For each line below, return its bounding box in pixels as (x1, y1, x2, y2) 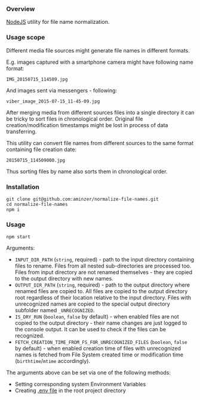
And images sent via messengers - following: (6, 87, 118, 94)
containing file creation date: (6, 146, 76, 153)
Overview (6, 5, 35, 13)
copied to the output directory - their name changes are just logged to (14, 319, 187, 327)
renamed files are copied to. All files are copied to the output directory (14, 288, 188, 295)
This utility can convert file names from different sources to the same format (6, 139, 194, 146)
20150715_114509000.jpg (6, 157, 66, 163)
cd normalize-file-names (6, 201, 68, 207)
